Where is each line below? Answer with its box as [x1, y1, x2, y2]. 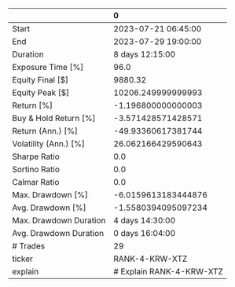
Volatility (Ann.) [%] [12, 138, 85, 149]
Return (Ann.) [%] [12, 126, 79, 136]
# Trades [12, 241, 46, 251]
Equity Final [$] [12, 75, 69, 85]
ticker [12, 253, 34, 264]
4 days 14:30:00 [113, 215, 176, 226]
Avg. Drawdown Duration [12, 228, 105, 238]
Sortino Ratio [12, 164, 61, 175]
